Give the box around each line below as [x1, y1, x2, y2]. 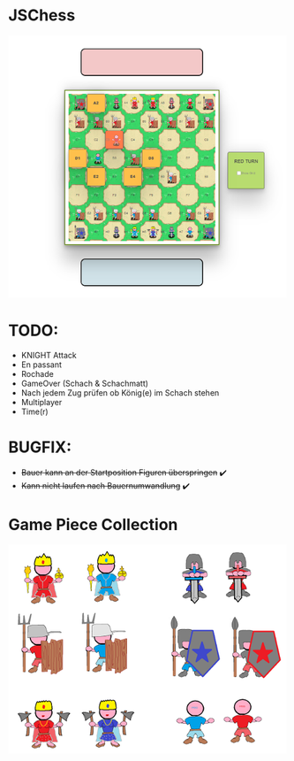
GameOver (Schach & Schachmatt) [20, 378, 149, 388]
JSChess [8, 5, 76, 26]
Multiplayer [20, 397, 63, 407]
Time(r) [20, 406, 49, 417]
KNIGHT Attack [20, 350, 77, 360]
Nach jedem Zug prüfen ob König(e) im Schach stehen [20, 388, 220, 398]
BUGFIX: [8, 437, 72, 457]
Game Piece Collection [8, 515, 178, 535]
